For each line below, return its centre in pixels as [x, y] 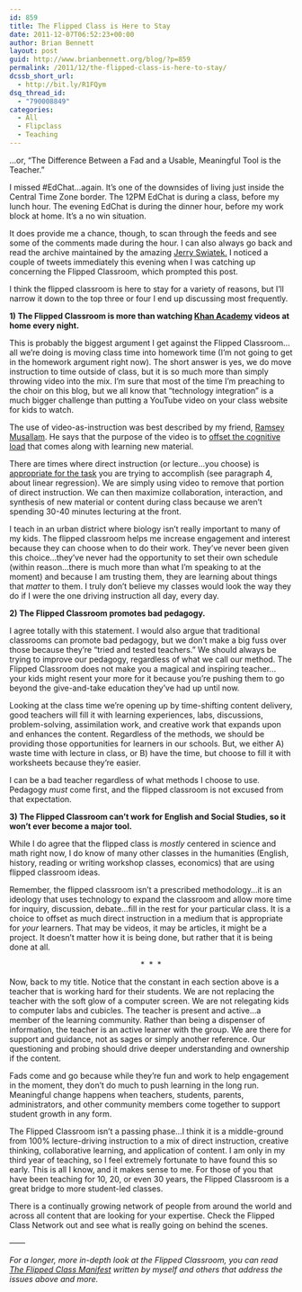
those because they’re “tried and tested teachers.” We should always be [143, 649]
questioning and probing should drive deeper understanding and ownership [149, 1048]
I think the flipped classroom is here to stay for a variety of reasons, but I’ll [147, 289]
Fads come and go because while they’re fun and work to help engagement [149, 1075]
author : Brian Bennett [52, 43]
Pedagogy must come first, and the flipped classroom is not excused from [147, 789]
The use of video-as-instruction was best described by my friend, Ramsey [147, 427]
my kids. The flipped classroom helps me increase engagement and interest [150, 538]
